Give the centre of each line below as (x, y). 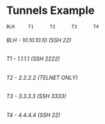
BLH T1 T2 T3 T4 (52, 27)
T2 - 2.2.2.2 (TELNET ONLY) (42, 77)
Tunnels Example (51, 11)
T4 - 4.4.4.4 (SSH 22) (33, 115)
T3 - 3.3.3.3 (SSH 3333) (36, 96)
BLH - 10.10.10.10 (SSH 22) (39, 40)
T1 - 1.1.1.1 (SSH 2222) (33, 59)
